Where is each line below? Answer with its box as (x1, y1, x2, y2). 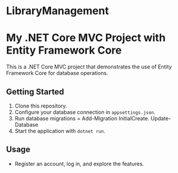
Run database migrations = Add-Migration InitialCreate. (14, 115, 150, 122)
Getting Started (6, 87, 64, 97)
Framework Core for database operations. (6, 70, 108, 77)
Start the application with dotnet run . (14, 127, 105, 134)
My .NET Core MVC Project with (6, 31, 166, 45)
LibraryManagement (6, 4, 109, 18)
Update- (150, 115, 171, 122)
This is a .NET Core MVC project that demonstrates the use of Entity (6, 63, 172, 70)
